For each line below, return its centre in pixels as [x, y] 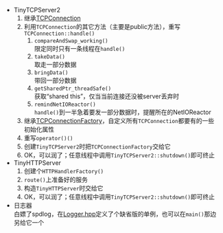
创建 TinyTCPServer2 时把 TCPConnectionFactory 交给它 [97, 146]
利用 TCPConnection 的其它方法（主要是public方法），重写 [102, 26]
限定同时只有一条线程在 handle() [80, 48]
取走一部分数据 [55, 64]
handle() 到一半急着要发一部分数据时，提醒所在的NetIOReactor [122, 112]
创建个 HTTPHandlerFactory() [64, 171]
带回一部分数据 [55, 80]
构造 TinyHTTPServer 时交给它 [63, 188]
